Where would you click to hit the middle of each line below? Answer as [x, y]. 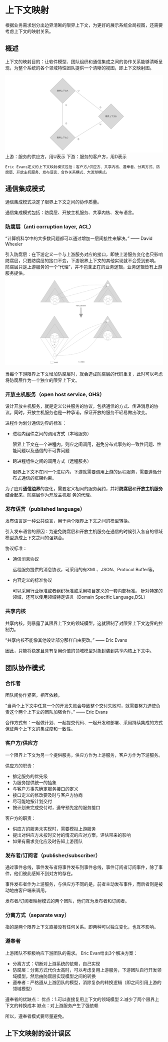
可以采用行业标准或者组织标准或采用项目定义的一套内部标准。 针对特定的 [87, 591]
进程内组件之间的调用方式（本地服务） [52, 434]
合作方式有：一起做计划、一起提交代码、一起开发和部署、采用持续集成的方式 [84, 723]
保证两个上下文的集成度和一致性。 [40, 729]
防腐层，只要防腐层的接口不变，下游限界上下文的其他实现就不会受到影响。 [82, 260]
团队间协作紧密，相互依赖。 [34, 695]
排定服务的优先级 [30, 776]
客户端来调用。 [33, 891]
